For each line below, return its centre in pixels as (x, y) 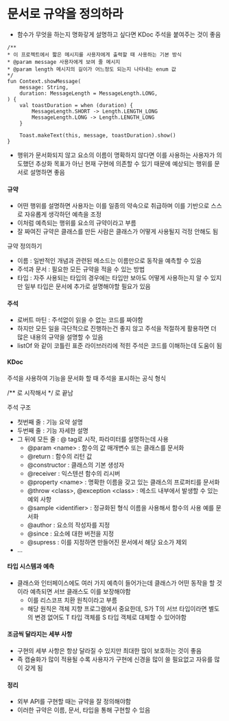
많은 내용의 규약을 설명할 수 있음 (60, 337)
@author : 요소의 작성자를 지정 (69, 525)
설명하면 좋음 (47, 172)
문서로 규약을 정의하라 (65, 14)
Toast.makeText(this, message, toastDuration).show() (98, 135)
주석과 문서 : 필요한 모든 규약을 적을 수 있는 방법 (81, 269)
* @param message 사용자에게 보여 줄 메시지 (64, 62)
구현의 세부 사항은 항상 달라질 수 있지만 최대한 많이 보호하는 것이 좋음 (109, 650)
